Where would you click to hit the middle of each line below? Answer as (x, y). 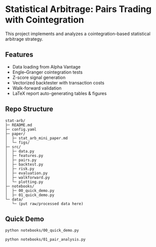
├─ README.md (19, 125)
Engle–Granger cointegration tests (48, 72)
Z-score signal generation (39, 77)
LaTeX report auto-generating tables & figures (60, 93)
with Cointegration (45, 20)
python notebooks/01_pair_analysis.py (45, 239)
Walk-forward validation (37, 88)
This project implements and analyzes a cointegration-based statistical (78, 33)
